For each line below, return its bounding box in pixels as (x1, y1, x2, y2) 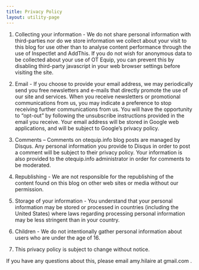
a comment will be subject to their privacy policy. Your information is (14, 148, 182, 156)
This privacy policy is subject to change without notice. (14, 246, 150, 253)
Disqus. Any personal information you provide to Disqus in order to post (14, 142, 191, 150)
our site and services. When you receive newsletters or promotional (14, 93, 181, 100)
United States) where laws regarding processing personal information (14, 210, 185, 217)
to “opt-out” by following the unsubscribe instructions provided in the (14, 111, 185, 119)
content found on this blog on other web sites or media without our (14, 179, 179, 187)
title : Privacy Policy (6, 8, 62, 15)
